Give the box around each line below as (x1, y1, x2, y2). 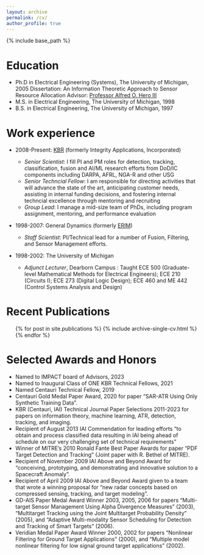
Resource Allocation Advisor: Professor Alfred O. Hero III (15, 92, 157, 99)
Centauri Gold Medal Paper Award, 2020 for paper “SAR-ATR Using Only (15, 392, 198, 400)
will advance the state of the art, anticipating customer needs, (24, 184, 180, 191)
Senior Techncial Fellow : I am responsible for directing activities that (24, 178, 196, 185)
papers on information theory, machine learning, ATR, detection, (15, 412, 177, 419)
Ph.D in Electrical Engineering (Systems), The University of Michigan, (15, 79, 189, 86)
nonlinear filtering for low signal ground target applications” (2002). (15, 542, 185, 549)
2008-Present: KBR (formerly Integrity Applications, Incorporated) (15, 146, 181, 153)
